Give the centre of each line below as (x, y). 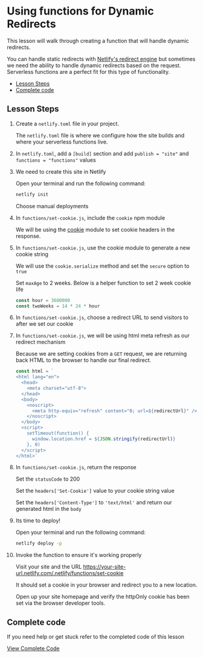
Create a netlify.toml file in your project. (67, 123)
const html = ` (35, 371)
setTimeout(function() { (58, 433)
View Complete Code (33, 648)
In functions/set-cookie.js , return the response (76, 467)
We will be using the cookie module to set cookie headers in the (95, 229)
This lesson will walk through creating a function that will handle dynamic (98, 41)
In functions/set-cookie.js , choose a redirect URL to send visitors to (102, 317)
